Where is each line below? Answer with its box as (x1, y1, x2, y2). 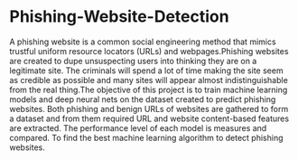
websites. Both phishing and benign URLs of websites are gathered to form (9, 103, 289, 114)
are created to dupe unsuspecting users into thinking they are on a (9, 55, 257, 66)
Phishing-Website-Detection (9, 6, 229, 27)
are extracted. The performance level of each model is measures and (9, 122, 267, 133)
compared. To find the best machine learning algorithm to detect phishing (9, 132, 284, 143)
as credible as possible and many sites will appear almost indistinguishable (9, 74, 289, 85)
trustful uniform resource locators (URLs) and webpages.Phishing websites (9, 45, 289, 56)
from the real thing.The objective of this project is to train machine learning (9, 84, 288, 95)
